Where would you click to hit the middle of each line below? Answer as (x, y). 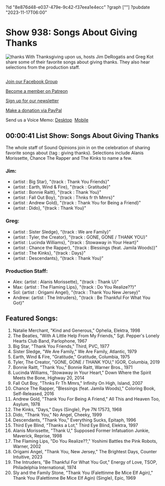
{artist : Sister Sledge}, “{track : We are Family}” (62, 232)
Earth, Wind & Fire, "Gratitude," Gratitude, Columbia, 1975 (71, 357)
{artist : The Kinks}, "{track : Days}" (49, 253)
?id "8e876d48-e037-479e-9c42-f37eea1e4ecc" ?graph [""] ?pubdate (78, 7)
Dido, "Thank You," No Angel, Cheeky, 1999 (57, 415)
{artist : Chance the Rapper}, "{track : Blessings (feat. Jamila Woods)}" (85, 247)
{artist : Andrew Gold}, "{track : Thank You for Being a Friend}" (77, 203)
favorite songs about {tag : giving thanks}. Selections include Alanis (75, 153)
